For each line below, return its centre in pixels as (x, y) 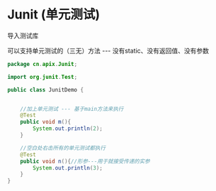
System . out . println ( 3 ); (68, 168)
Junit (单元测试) (54, 15)
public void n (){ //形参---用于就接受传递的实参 (85, 161)
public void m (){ (46, 122)
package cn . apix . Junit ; (42, 64)
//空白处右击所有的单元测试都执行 (63, 148)
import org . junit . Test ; (42, 77)
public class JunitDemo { (45, 89)
